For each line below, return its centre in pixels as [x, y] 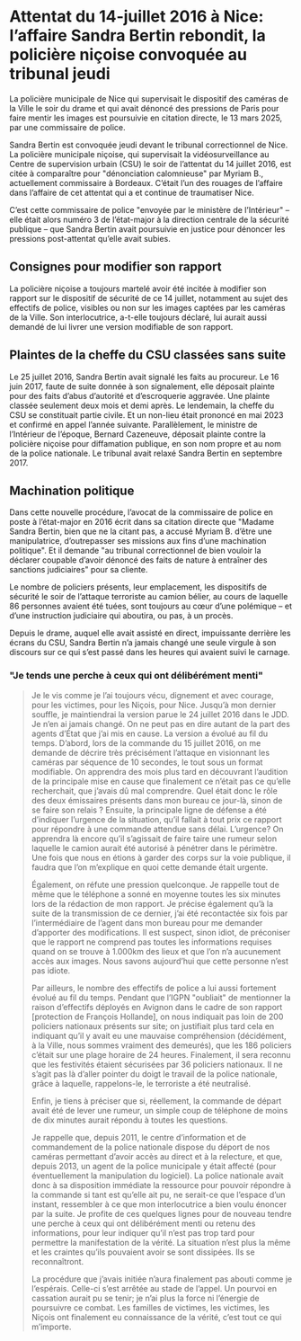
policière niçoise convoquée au [128, 55]
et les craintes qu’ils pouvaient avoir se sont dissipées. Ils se [143, 1252]
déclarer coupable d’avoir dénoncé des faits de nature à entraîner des [138, 560]
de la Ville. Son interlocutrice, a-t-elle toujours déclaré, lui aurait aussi [138, 317]
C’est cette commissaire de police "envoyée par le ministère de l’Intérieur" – [150, 209]
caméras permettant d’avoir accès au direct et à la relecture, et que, [157, 1156]
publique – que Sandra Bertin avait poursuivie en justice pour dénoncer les [147, 229]
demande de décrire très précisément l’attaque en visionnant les [150, 752]
